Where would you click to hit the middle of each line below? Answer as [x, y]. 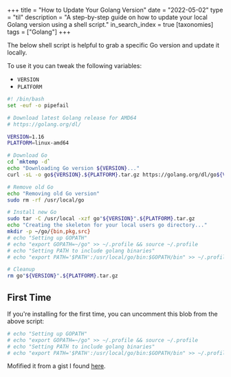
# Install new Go [32, 213]
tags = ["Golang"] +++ [39, 32]
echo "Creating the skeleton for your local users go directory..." [107, 225]
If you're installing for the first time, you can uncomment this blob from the [112, 314]
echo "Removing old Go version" [53, 193]
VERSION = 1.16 [26, 137]
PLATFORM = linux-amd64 [38, 143]
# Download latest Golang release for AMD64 [72, 118]
